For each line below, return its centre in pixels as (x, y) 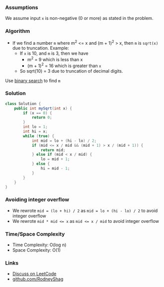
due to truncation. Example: (41, 48)
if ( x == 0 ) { (38, 113)
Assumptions (22, 7)
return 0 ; (42, 118)
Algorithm (18, 31)
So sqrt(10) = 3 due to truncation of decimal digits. (71, 71)
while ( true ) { (39, 136)
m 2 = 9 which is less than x (55, 59)
